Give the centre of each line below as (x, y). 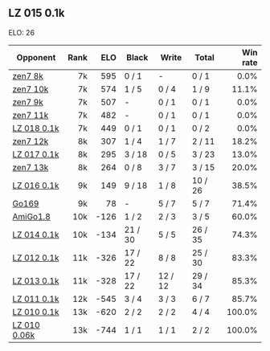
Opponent (36, 57)
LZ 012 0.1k (36, 258)
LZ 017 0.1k (36, 154)
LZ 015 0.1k (37, 13)
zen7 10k (31, 89)
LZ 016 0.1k (36, 186)
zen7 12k (31, 141)
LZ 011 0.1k (36, 299)
